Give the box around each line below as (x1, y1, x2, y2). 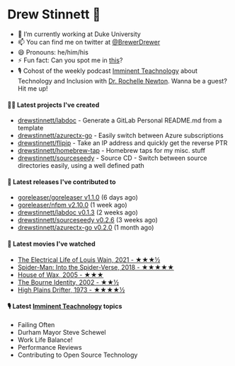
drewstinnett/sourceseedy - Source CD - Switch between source (17, 154, 207, 162)
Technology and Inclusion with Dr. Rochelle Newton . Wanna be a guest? (17, 76, 228, 85)
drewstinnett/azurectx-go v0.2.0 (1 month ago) (17, 223, 154, 232)
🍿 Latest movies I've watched (7, 239, 96, 248)
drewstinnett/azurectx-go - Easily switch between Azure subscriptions (17, 131, 224, 140)
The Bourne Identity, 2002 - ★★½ (17, 278, 119, 286)
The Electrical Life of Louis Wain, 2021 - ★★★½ (17, 255, 161, 264)
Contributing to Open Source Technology (17, 350, 138, 359)
